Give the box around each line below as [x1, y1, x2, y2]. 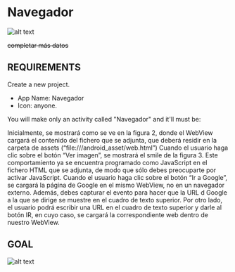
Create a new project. [7, 80, 70, 89]
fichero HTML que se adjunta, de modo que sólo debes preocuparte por [7, 166, 217, 174]
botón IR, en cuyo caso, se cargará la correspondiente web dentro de [7, 210, 209, 219]
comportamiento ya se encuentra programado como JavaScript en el [7, 158, 208, 167]
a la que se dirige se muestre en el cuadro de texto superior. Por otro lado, [7, 195, 223, 204]
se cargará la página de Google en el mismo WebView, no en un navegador [7, 181, 225, 189]
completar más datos [7, 41, 69, 49]
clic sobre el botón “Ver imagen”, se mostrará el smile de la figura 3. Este [7, 150, 218, 159]
